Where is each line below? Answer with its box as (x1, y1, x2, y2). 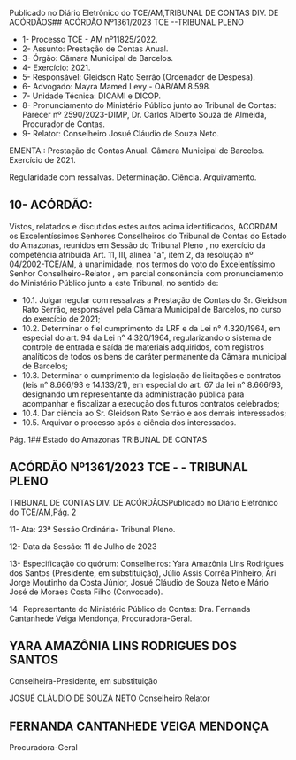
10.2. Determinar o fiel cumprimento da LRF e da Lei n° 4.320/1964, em (21, 322, 281, 333)
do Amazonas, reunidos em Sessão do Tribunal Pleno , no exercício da (9, 239, 266, 251)
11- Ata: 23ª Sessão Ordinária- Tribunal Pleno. (9, 523, 176, 534)
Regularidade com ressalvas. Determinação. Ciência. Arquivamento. (9, 172, 257, 182)
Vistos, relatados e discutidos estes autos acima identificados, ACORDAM (9, 221, 278, 231)
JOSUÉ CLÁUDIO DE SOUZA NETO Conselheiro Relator (9, 693, 210, 703)
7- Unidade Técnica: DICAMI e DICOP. (21, 90, 162, 101)
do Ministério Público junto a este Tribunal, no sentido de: (9, 277, 219, 288)
